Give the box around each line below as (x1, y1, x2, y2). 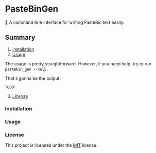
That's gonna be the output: (5, 75, 61, 81)
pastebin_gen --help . (5, 66, 48, 72)
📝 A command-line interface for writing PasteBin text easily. (5, 19, 124, 25)
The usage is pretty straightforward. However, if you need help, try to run (5, 61, 152, 66)
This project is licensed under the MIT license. (5, 142, 98, 148)
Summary (5, 33, 35, 42)
